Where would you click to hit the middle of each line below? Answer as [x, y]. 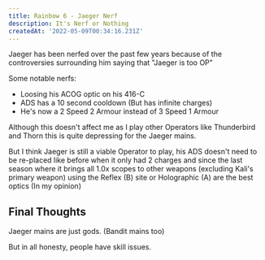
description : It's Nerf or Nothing [69, 24]
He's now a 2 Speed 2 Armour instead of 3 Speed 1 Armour [119, 111]
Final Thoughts [48, 212]
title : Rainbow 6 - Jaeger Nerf [63, 16]
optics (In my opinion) [45, 186]
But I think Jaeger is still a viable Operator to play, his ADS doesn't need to [133, 152]
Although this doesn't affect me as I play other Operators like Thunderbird [132, 128]
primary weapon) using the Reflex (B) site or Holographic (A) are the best [131, 178]
